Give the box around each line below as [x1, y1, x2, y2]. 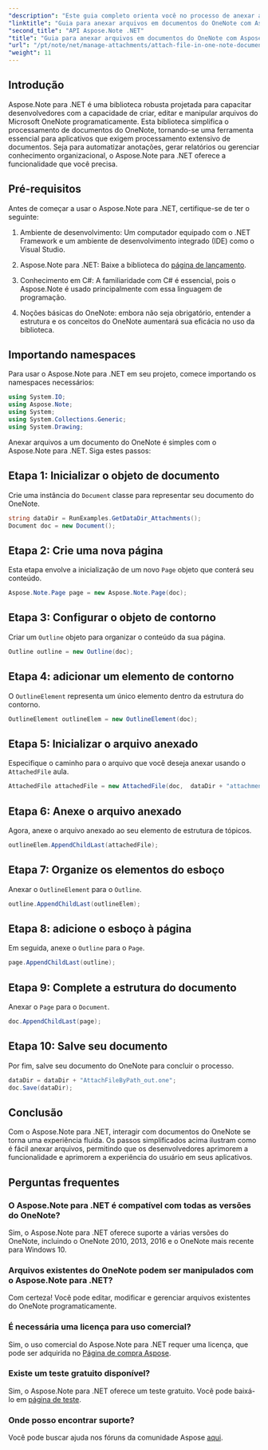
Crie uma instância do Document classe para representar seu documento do [8, 490, 254, 500]
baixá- [234, 1386, 256, 1396]
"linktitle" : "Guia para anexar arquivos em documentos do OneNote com [8, 19, 251, 27]
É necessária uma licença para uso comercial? [8, 1321, 191, 1332]
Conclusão [8, 1105, 64, 1119]
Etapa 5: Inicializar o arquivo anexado [8, 737, 199, 751]
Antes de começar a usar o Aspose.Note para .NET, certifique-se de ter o [8, 203, 250, 213]
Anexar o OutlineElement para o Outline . [8, 884, 142, 894]
